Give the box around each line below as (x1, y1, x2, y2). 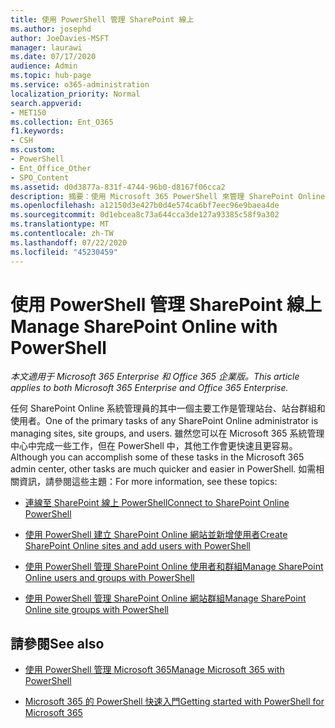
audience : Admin (10, 61, 78, 71)
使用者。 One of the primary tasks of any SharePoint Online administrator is (10, 415, 319, 427)
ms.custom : (10, 145, 56, 155)
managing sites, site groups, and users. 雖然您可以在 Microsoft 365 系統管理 (10, 427, 325, 440)
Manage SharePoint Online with (10, 315, 278, 338)
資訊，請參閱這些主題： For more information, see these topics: (18, 476, 278, 488)
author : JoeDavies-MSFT (10, 33, 110, 43)
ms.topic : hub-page (10, 71, 92, 81)
